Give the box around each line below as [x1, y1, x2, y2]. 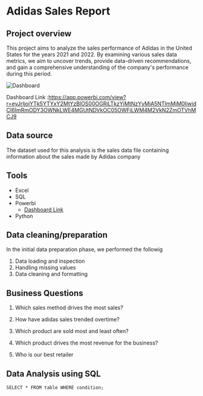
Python [14, 212, 33, 219]
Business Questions [6, 288, 83, 298]
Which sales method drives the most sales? [14, 304, 124, 311]
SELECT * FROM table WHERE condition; [6, 384, 104, 391]
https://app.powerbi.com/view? [48, 94, 127, 101]
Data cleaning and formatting [14, 271, 88, 278]
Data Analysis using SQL [6, 368, 101, 379]
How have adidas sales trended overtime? [14, 316, 120, 323]
